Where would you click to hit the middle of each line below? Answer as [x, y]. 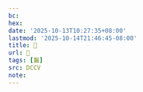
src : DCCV [25, 68]
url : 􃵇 [19, 53]
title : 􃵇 [23, 46]
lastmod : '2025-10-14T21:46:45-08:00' [73, 38]
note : [17, 75]
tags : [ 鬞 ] [26, 61]
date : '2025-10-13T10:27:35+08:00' [68, 30]
